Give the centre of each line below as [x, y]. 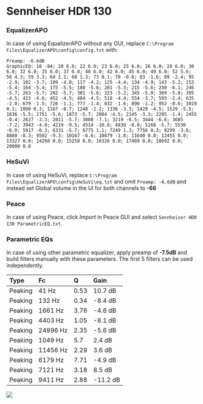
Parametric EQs [30, 239]
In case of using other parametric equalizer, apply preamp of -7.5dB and [97, 253]
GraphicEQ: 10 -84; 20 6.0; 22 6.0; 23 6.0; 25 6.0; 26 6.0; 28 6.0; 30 [100, 66]
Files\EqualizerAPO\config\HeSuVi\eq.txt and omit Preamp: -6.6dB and [96, 182]
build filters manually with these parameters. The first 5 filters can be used [100, 259]
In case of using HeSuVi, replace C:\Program [62, 175]
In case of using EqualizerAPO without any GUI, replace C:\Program [90, 43]
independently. [25, 266]
